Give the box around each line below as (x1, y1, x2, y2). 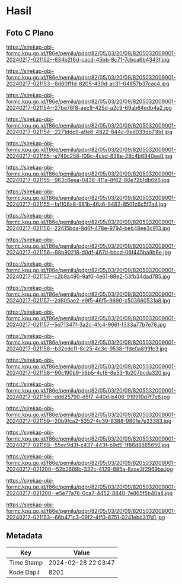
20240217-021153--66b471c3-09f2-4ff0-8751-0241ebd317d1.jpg (6, 514, 165, 521)
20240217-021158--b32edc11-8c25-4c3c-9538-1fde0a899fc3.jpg (6, 345, 168, 352)
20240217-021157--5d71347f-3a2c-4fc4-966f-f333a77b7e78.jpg (6, 321, 166, 328)
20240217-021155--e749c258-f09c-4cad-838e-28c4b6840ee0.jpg (6, 152, 173, 159)
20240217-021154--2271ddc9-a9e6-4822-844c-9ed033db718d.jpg (6, 129, 173, 135)
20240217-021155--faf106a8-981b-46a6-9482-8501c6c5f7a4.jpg (6, 200, 167, 208)
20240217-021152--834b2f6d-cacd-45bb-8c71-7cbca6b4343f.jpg (6, 56, 170, 63)
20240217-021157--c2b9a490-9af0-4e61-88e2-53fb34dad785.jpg (6, 273, 171, 280)
